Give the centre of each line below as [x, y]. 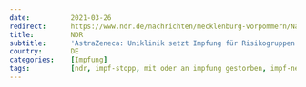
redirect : [28, 26]
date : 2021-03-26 [61, 18]
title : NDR [46, 34]
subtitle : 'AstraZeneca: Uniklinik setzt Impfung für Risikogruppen [153, 43]
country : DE [44, 52]
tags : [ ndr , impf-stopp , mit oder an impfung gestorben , [138, 69]
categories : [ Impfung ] [58, 60]
